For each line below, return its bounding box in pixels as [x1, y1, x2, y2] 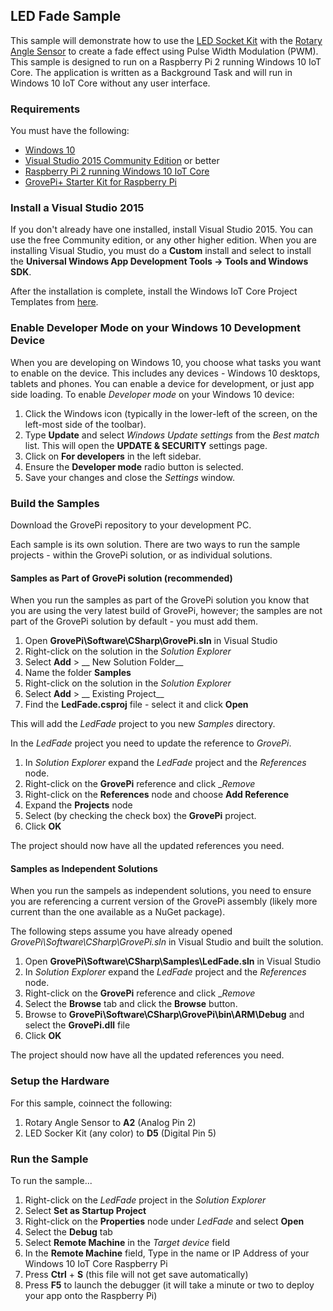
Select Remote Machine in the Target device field [24, 1237, 230, 1248]
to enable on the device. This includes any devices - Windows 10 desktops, [10, 367, 321, 379]
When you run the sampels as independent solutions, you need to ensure [10, 885, 312, 897]
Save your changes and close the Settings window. [24, 471, 236, 483]
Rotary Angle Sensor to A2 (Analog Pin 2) [24, 1116, 197, 1128]
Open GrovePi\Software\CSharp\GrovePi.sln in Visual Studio [24, 635, 278, 647]
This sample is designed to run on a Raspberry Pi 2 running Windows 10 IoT [10, 55, 322, 68]
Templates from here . [10, 296, 99, 308]
